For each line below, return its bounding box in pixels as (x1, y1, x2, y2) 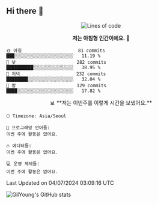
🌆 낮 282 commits (6, 59, 107, 65)
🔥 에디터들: (6, 143, 32, 149)
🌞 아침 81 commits (6, 48, 105, 54)
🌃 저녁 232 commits (6, 70, 106, 77)
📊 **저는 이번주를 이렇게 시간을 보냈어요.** (50, 99, 152, 106)
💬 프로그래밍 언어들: (6, 125, 50, 131)
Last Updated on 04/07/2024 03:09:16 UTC (6, 179, 114, 187)
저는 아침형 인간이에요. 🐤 (71, 34, 130, 42)
